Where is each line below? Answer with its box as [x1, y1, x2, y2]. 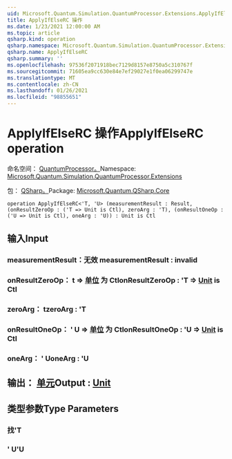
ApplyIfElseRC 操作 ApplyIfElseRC [7, 126, 204, 142]
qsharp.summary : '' [7, 55, 64, 62]
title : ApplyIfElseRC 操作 [7, 17, 83, 24]
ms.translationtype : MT [7, 74, 76, 82]
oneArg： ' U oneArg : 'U [7, 353, 89, 363]
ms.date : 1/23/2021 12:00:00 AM [7, 23, 100, 30]
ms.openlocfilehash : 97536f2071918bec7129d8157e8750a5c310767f [7, 62, 193, 68]
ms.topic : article [7, 29, 60, 37]
